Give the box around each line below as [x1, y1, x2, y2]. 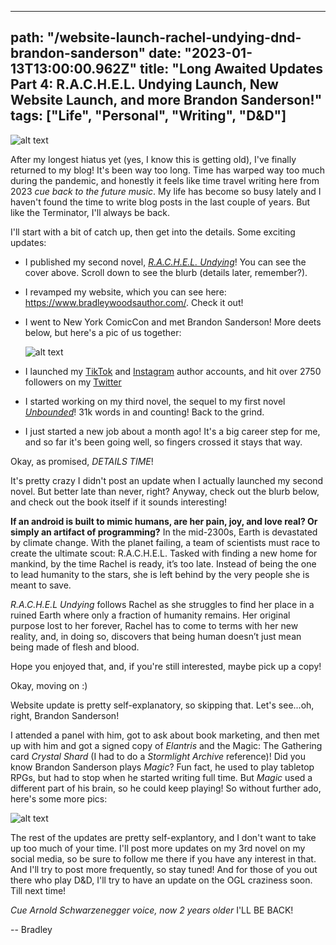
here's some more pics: [10, 792, 108, 805]
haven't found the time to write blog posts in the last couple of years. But [10, 196, 311, 208]
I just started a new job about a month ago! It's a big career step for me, [24, 425, 321, 437]
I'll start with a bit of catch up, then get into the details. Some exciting [10, 226, 296, 238]
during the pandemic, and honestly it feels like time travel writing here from [10, 174, 320, 186]
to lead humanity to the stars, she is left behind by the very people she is [10, 568, 310, 580]
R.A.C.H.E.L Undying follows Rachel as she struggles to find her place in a [10, 598, 315, 610]
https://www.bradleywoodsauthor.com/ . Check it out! [24, 296, 244, 308]
